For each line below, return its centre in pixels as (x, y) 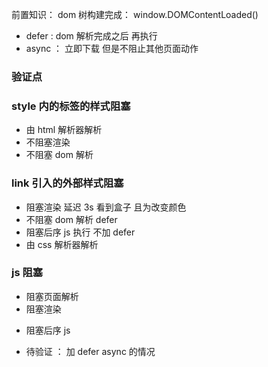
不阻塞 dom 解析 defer (71, 219)
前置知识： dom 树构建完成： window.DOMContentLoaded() (135, 14)
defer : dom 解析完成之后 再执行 (91, 36)
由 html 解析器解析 (64, 130)
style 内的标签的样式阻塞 (71, 106)
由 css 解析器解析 (62, 244)
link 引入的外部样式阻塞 (67, 183)
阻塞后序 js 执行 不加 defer (80, 232)
